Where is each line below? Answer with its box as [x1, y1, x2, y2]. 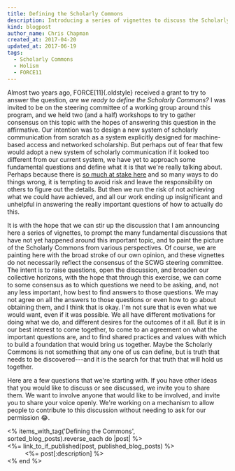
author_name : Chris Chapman [7, 29, 90, 37]
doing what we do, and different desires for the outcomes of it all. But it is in [7, 318, 226, 326]
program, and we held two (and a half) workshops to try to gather [7, 110, 196, 119]
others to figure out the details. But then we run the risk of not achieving [7, 185, 215, 193]
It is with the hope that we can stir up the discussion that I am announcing [7, 221, 220, 229]
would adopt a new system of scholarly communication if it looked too [7, 148, 210, 156]
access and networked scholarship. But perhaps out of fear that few [27, 140, 223, 149]
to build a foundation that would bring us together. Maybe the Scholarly [7, 340, 213, 348]
